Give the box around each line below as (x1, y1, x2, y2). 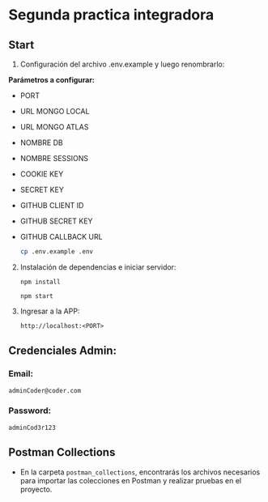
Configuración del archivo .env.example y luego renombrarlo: (19, 59, 225, 69)
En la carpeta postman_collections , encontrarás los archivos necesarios (19, 467, 261, 477)
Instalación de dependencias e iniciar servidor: (19, 262, 177, 272)
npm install (19, 278, 61, 286)
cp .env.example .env (19, 248, 93, 256)
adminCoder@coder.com (8, 386, 82, 394)
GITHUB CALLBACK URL (19, 232, 103, 241)
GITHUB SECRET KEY (19, 216, 93, 226)
